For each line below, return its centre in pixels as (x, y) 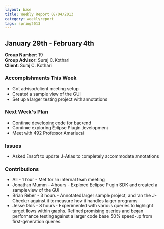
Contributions (22, 169)
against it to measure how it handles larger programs (84, 201)
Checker (21, 201)
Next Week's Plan (27, 112)
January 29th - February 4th (50, 43)
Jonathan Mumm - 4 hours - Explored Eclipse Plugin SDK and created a (85, 185)
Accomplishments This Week (41, 78)
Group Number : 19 (24, 55)
